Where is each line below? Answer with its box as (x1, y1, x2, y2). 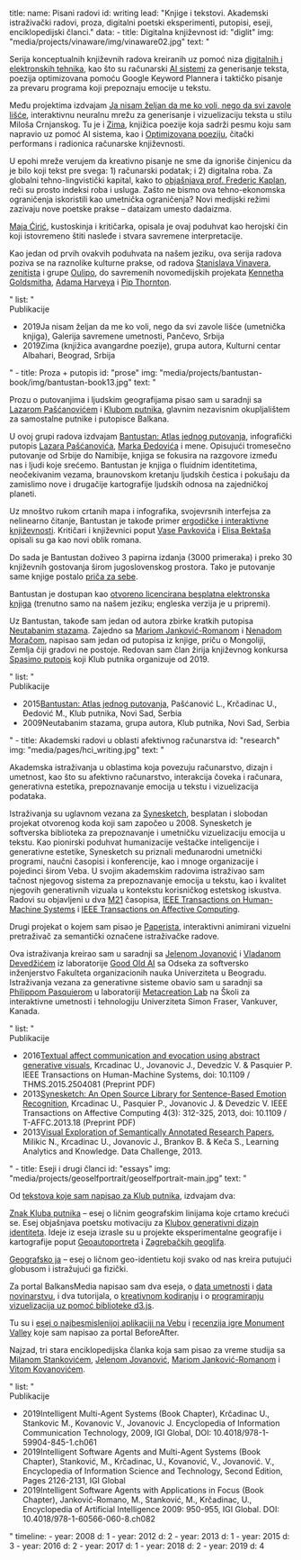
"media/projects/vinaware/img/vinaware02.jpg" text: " (9, 36, 210, 47)
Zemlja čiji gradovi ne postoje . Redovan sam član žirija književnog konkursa (9, 644, 288, 655)
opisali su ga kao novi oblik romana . (9, 535, 142, 545)
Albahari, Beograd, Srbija (22, 350, 115, 360)
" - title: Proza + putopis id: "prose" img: (9, 367, 158, 377)
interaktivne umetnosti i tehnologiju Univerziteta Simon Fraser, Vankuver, (9, 996, 279, 1007)
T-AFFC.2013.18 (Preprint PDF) (22, 1117, 137, 1128)
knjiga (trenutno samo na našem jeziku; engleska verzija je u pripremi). (9, 598, 271, 609)
